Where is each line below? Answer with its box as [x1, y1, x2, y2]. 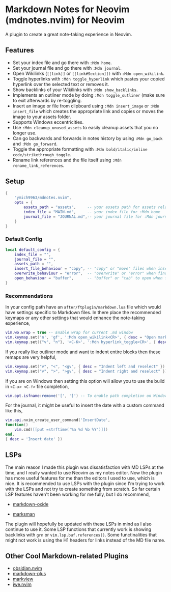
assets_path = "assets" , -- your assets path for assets [23, 205, 156, 210]
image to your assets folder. [12, 114, 71, 120]
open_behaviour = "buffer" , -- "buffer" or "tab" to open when [14, 276, 163, 281]
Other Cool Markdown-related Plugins [5, 551, 129, 560]
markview [12, 576, 34, 582]
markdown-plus [12, 571, 46, 577]
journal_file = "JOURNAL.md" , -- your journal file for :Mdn [23, 214, 154, 219]
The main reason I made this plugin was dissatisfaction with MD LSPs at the [5, 464, 164, 470]
